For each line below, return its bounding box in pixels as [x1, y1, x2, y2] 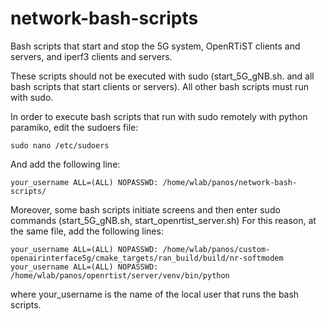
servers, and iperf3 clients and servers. [10, 50, 173, 62]
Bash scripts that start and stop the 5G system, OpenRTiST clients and [10, 40, 301, 52]
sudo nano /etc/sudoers [10, 140, 110, 151]
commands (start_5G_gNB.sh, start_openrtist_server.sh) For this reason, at [10, 214, 317, 226]
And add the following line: [10, 158, 121, 170]
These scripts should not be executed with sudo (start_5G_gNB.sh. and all [10, 70, 315, 82]
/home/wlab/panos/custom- [162, 244, 271, 254]
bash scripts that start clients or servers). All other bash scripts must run [10, 80, 309, 92]
